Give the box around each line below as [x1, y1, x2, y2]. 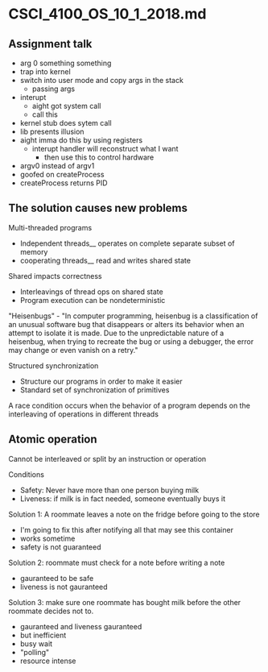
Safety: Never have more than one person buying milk [19, 485, 200, 495]
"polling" [19, 647, 50, 657]
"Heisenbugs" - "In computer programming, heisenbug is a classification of [8, 311, 258, 321]
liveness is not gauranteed [19, 582, 108, 591]
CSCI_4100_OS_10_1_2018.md [8, 5, 207, 23]
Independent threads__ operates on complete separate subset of [19, 239, 235, 248]
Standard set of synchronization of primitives [19, 384, 170, 395]
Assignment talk [8, 37, 93, 51]
